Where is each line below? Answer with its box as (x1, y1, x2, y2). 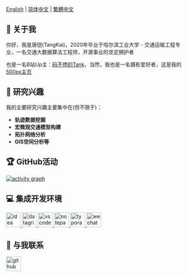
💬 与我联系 (6, 240, 44, 250)
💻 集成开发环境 (6, 193, 63, 204)
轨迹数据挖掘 (14, 116, 46, 123)
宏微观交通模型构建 (14, 123, 61, 131)
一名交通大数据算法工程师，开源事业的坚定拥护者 (16, 48, 134, 55)
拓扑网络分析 (14, 131, 46, 138)
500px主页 (6, 68, 32, 75)
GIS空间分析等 (14, 138, 50, 145)
